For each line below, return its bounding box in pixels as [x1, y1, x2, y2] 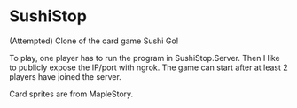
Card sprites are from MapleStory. [9, 89, 134, 99]
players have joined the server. [9, 71, 121, 81]
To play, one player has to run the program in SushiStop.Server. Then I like [9, 52, 281, 63]
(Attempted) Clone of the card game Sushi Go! [9, 35, 179, 46]
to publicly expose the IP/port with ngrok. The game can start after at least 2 [9, 62, 288, 73]
